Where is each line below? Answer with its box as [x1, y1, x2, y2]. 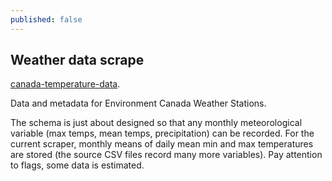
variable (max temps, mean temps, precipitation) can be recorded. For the [10, 127, 315, 140]
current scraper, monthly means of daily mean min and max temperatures [10, 138, 314, 150]
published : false [10, 14, 83, 25]
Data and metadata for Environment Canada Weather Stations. [10, 97, 267, 110]
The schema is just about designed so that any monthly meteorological [10, 117, 303, 129]
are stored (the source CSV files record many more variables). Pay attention [10, 149, 323, 161]
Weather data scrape [10, 52, 145, 69]
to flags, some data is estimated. [10, 159, 145, 171]
